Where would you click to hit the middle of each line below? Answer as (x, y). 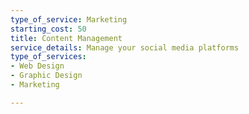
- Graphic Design (46, 76)
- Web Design (37, 66)
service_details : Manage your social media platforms (125, 47)
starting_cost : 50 (48, 29)
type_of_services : (48, 57)
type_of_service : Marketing (69, 19)
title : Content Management (66, 38)
